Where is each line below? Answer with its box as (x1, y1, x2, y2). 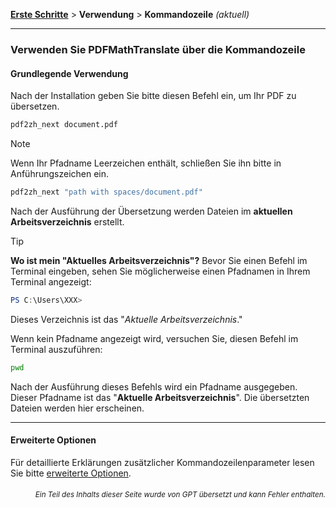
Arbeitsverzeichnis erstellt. (10, 215, 125, 228)
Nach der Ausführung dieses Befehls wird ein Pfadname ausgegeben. (10, 380, 298, 393)
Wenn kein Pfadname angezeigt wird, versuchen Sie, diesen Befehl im (10, 332, 299, 344)
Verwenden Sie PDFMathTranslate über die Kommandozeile (10, 42, 306, 56)
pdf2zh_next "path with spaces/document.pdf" (10, 187, 203, 197)
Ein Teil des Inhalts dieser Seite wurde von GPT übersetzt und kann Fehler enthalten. (34, 490, 326, 500)
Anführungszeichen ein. (10, 168, 110, 179)
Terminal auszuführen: (10, 343, 103, 355)
